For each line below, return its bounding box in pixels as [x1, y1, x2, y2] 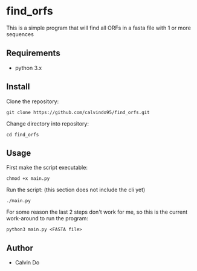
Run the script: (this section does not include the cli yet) [6, 186, 146, 194]
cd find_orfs [6, 132, 39, 138]
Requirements [6, 48, 60, 59]
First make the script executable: [6, 164, 88, 171]
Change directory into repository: [6, 120, 89, 127]
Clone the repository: [6, 98, 59, 105]
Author [6, 243, 33, 253]
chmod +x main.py [6, 176, 50, 182]
